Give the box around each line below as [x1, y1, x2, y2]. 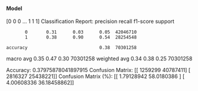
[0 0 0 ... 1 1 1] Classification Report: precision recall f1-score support [6, 18, 175, 25]
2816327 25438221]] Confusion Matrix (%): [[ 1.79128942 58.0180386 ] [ [6, 73, 185, 80]
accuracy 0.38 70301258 [6, 45, 137, 51]
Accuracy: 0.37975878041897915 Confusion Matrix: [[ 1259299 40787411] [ [6, 67, 191, 74]
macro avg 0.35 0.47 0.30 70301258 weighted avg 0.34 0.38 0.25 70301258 [6, 55, 193, 62]
